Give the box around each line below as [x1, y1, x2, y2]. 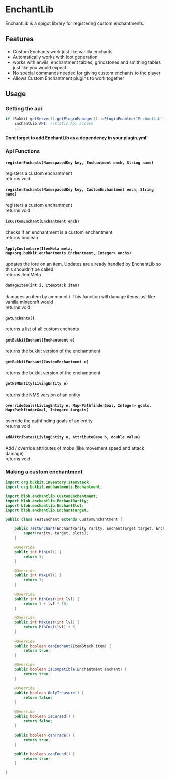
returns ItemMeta [5, 271, 41, 277]
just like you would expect [12, 64, 67, 70]
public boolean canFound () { [14, 751, 75, 756]
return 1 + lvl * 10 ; [23, 601, 69, 606]
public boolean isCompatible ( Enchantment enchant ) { [14, 667, 127, 672]
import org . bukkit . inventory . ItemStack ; [5, 480, 92, 485]
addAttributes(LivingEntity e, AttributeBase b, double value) [5, 434, 141, 440]
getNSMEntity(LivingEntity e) [5, 381, 69, 386]
